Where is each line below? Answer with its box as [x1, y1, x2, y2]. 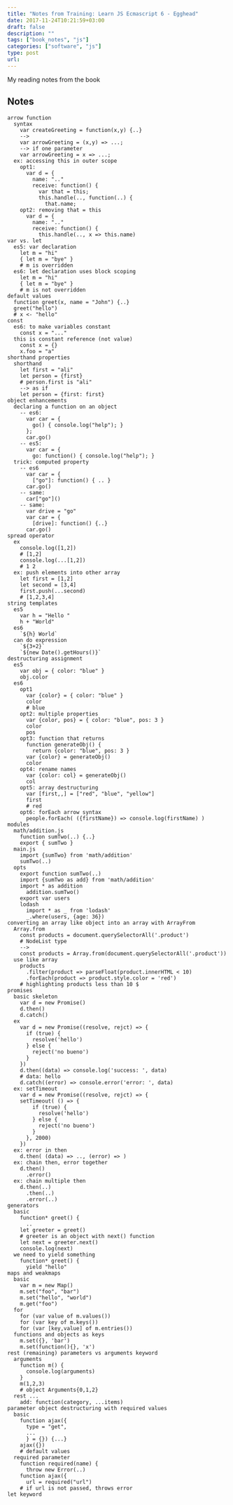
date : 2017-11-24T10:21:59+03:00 [7, 17, 105, 24]
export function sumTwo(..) [20, 870, 101, 877]
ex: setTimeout [13, 1085, 58, 1092]
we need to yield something [13, 1251, 96, 1258]
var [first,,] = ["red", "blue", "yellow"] [25, 790, 155, 797]
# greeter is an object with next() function [20, 1233, 155, 1240]
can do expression [13, 636, 68, 643]
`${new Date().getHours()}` [20, 649, 101, 656]
